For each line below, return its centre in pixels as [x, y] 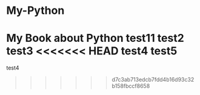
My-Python [35, 11]
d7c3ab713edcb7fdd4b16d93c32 [153, 80]
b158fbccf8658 [131, 86]
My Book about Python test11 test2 [95, 38]
